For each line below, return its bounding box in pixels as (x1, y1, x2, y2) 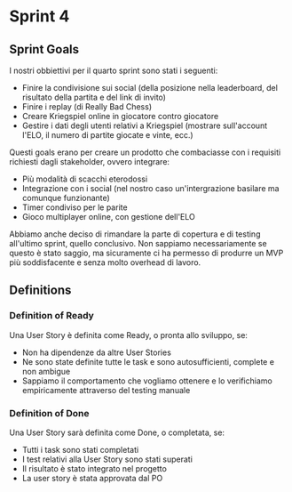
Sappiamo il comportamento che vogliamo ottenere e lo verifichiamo (21, 375, 272, 386)
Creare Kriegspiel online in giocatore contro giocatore (21, 111, 219, 121)
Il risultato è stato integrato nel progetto (21, 463, 167, 473)
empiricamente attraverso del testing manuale (21, 384, 191, 395)
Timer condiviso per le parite (21, 202, 128, 213)
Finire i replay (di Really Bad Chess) (21, 101, 153, 112)
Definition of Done (9, 407, 90, 419)
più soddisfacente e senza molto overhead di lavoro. (9, 257, 201, 268)
